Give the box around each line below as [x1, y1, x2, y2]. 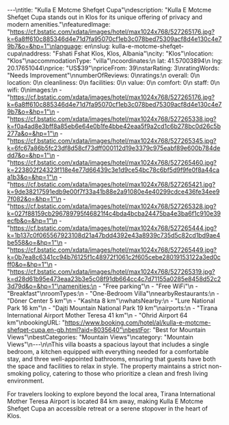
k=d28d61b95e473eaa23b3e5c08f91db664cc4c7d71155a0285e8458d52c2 [7, 275, 221, 283]
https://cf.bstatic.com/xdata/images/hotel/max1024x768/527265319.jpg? [10, 268, 215, 276]
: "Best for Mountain [149, 326, 206, 334]
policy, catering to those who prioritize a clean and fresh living [32, 370, 208, 377]
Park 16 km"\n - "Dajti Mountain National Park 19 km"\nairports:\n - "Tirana [7, 304, 218, 312]
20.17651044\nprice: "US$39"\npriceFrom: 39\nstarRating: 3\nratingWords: [7, 64, 220, 72]
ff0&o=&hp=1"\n [7, 260, 53, 268]
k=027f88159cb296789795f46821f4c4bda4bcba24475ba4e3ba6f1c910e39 [7, 209, 221, 218]
